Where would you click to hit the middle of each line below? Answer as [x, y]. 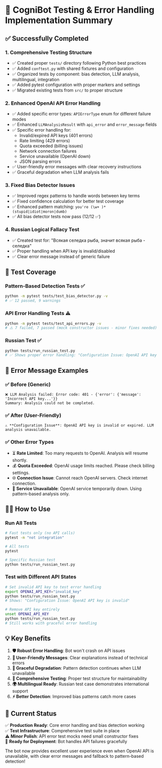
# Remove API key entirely [32, 610]
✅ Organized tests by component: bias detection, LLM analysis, [76, 74]
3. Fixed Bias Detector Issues [40, 185]
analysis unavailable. [28, 430]
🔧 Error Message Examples [47, 371]
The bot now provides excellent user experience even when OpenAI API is [80, 751]
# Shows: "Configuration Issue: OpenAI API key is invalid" [68, 601]
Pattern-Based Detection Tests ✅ [45, 286]
